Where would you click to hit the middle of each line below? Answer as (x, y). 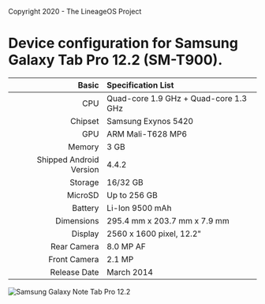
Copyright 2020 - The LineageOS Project (75, 11)
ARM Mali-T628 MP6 (147, 133)
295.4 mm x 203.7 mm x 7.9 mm (168, 220)
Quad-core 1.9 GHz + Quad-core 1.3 (176, 98)
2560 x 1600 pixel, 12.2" (154, 234)
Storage (84, 182)
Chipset (85, 121)
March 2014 (130, 272)
